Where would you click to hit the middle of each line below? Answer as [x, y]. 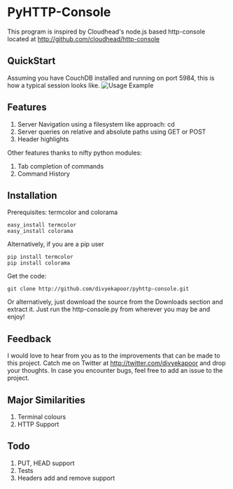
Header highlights [43, 139]
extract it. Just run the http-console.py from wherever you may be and [109, 309]
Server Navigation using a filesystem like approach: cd [96, 124]
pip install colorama [39, 263]
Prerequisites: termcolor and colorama [63, 212]
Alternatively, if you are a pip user [56, 244]
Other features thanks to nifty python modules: [75, 153]
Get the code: [27, 276]
